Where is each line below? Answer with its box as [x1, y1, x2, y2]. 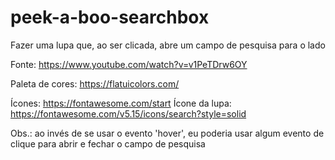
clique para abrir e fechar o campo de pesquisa [10, 137, 206, 150]
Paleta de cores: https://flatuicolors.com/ [10, 77, 180, 90]
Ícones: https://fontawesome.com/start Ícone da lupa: [10, 97, 232, 109]
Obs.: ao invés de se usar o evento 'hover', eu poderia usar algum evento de [10, 127, 325, 139]
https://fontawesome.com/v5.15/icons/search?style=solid [10, 107, 247, 120]
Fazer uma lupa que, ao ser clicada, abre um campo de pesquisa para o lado [10, 39, 326, 51]
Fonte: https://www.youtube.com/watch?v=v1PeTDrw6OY [10, 58, 248, 70]
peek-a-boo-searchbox [10, 6, 210, 29]
